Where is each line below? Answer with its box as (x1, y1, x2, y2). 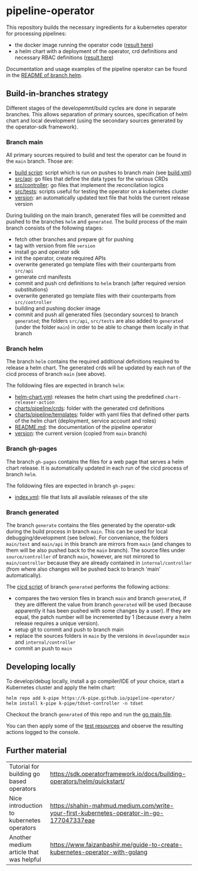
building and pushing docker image (14, 305, 101, 312)
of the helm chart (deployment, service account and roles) (14, 417, 157, 424)
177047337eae (49, 816, 95, 824)
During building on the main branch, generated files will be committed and (6, 212, 186, 219)
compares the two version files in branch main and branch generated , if (14, 594, 187, 601)
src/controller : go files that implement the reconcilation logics (14, 182, 164, 189)
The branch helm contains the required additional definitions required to (6, 358, 180, 365)
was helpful (9, 855, 41, 863)
